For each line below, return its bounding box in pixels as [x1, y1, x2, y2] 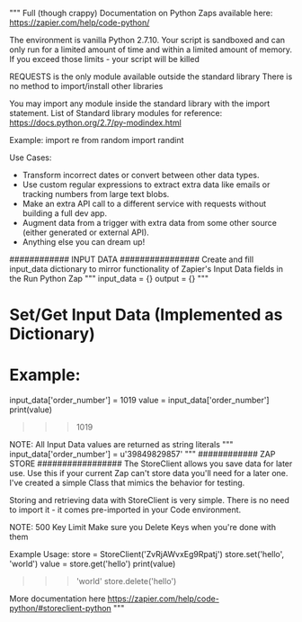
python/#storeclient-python [9, 603, 112, 614]
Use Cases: [9, 152, 52, 163]
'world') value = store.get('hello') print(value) [9, 558, 176, 570]
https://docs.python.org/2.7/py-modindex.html [9, 117, 182, 128]
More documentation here [9, 593, 106, 604]
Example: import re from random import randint [9, 135, 184, 145]
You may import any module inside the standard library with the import [9, 98, 271, 109]
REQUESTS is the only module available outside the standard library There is [9, 71, 293, 82]
